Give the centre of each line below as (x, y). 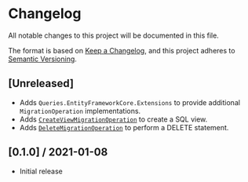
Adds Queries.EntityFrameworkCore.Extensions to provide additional (130, 102)
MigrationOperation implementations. (80, 111)
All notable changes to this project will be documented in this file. (114, 35)
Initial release (41, 171)
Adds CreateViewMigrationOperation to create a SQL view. (113, 119)
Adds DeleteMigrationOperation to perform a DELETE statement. (124, 127)
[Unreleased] (41, 84)
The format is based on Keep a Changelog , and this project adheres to (122, 50)
